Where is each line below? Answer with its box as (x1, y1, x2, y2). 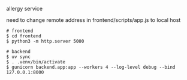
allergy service (6, 5, 43, 12)
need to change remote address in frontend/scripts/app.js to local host (6, 17, 181, 23)
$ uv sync (6, 54, 31, 60)
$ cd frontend (6, 33, 42, 39)
